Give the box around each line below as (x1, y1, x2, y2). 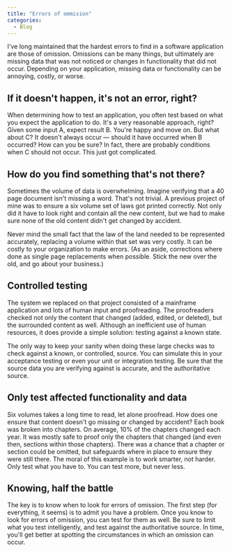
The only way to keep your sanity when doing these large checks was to (7, 342, 215, 350)
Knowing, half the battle (7, 483, 114, 495)
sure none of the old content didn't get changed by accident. (7, 217, 183, 224)
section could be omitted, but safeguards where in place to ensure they (7, 447, 212, 456)
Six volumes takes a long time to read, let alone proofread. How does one (7, 410, 218, 419)
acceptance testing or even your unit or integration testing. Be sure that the (7, 356, 223, 365)
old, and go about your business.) (7, 260, 104, 268)
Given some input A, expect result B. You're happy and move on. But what (7, 126, 219, 134)
